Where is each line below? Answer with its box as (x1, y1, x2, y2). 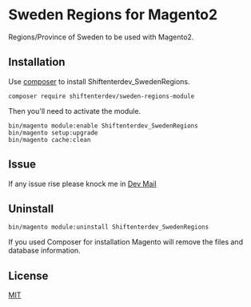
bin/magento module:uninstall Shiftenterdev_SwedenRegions (8, 223, 209, 232)
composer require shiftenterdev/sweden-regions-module (8, 92, 195, 100)
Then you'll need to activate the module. (8, 106, 141, 115)
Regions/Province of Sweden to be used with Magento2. (8, 32, 194, 42)
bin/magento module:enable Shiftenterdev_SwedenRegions (8, 122, 198, 130)
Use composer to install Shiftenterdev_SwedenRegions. (8, 76, 190, 86)
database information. (8, 246, 82, 256)
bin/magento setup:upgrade (8, 128, 98, 137)
